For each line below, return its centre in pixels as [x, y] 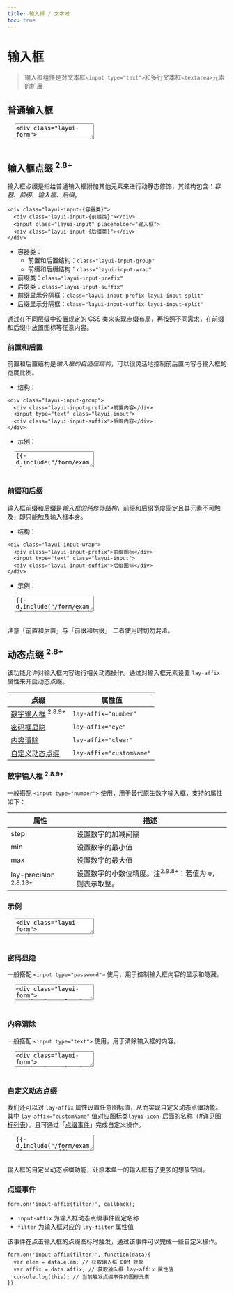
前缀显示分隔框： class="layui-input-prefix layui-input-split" [110, 295]
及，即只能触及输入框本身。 [47, 516]
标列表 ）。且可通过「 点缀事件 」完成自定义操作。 [76, 1125]
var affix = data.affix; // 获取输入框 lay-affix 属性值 [94, 1270]
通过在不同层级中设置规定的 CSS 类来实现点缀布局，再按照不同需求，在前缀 [116, 319]
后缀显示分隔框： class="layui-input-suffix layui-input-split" [110, 304]
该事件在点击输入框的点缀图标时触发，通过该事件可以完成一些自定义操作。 [114, 1241]
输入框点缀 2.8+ [40, 167]
